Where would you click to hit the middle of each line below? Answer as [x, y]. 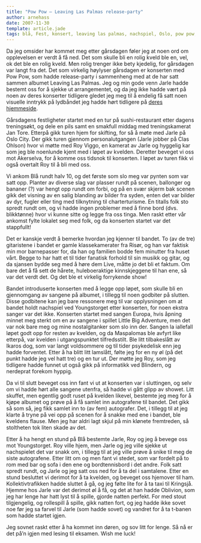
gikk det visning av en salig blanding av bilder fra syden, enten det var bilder [100, 195]
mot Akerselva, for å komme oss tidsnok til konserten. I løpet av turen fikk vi [100, 158]
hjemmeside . [22, 108]
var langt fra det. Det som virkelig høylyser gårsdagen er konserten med [95, 70]
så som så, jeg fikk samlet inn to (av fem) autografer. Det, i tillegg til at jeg [97, 409]
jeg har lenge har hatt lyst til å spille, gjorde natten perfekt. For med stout [96, 497]
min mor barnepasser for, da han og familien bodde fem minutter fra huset [98, 252]
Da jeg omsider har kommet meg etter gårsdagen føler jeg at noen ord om [97, 51]
